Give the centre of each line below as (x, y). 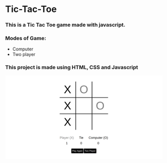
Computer (23, 49)
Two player (24, 54)
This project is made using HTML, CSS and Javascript (72, 67)
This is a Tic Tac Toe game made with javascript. (65, 25)
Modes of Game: (26, 38)
